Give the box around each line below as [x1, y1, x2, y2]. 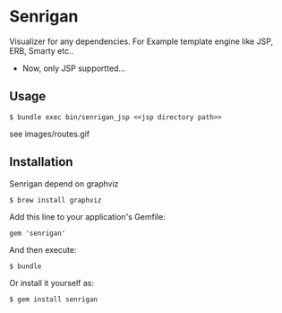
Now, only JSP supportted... [21, 63, 126, 74]
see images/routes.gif [9, 128, 90, 139]
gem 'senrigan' [9, 229, 66, 238]
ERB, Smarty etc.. [9, 45, 74, 56]
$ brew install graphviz [9, 196, 102, 204]
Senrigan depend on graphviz [9, 178, 119, 189]
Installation [9, 154, 73, 170]
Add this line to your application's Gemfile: [9, 211, 166, 222]
